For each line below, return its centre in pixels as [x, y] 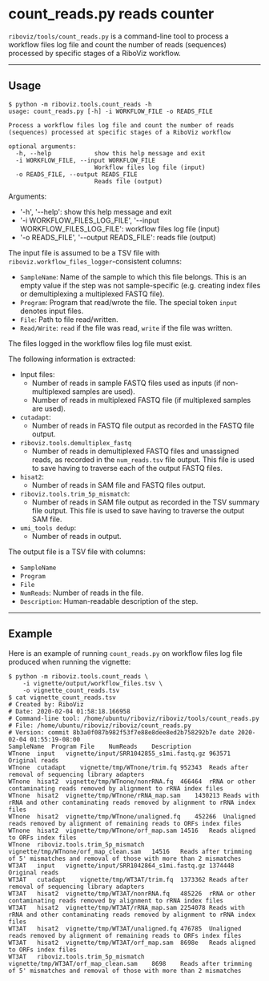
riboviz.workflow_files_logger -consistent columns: [95, 261]
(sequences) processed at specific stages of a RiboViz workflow [119, 132]
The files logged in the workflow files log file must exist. [100, 343]
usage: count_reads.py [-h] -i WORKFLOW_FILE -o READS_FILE [111, 111]
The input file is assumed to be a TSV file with [84, 252]
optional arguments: [43, 146]
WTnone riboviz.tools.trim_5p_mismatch [77, 844]
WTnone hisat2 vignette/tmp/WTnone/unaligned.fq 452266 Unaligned [132, 816]
